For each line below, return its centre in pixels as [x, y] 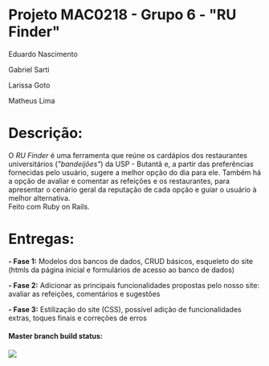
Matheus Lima [32, 100]
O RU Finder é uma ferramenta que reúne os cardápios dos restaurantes [128, 155]
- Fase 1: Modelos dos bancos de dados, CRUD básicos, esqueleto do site [131, 261]
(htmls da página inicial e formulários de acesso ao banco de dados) [122, 270]
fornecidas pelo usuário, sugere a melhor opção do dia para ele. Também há [135, 172]
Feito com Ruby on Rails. [49, 206]
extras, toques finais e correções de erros [77, 318]
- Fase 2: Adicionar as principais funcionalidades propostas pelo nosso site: [134, 285]
